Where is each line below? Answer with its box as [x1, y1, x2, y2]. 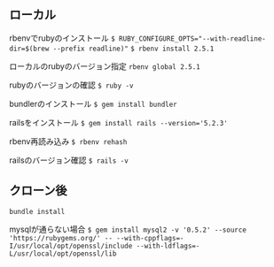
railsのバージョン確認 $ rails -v [9, 155, 129, 165]
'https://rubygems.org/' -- [9, 233, 114, 242]
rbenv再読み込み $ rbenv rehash [9, 135, 128, 147]
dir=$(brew [9, 44, 50, 53]
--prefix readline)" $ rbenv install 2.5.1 [52, 44, 215, 53]
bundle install [9, 207, 66, 216]
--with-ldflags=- [136, 241, 200, 250]
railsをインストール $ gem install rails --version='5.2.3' [9, 117, 228, 127]
